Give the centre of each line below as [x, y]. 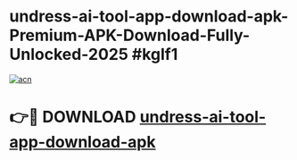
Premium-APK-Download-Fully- [130, 35]
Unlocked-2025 [69, 55]
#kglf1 [155, 55]
